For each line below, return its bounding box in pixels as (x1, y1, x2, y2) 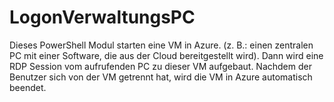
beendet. (9, 81, 47, 93)
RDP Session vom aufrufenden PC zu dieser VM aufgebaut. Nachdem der (9, 60, 312, 72)
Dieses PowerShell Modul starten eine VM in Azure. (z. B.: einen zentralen (9, 39, 314, 51)
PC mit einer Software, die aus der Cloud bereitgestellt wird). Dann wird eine (9, 49, 324, 61)
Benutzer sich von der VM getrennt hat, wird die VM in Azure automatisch (9, 71, 313, 83)
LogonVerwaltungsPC (9, 6, 196, 29)
